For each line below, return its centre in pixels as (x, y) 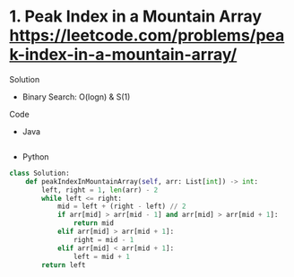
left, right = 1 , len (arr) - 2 (100, 190)
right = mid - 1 (104, 239)
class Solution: (39, 173)
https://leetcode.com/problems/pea (147, 35)
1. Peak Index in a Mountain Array (136, 17)
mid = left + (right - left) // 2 (121, 207)
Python (35, 156)
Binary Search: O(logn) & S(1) (76, 97)
